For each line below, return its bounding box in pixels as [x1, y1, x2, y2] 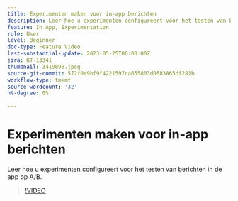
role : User [7, 30, 40, 38]
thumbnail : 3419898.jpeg [7, 63, 81, 70]
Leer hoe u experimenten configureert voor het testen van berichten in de [7, 165, 222, 174]
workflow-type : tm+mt [7, 76, 72, 84]
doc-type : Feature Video [7, 43, 81, 50]
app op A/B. [7, 173, 42, 181]
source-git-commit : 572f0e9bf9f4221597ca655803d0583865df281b [7, 70, 195, 77]
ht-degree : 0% [7, 89, 50, 97]
